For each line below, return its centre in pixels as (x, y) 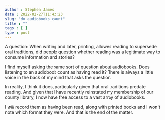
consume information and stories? (40, 57)
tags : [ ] (16, 28)
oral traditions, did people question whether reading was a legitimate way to (82, 52)
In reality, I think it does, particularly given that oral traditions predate (76, 87)
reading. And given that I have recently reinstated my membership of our (79, 92)
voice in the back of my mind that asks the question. (58, 77)
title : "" (16, 23)
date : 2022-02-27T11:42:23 (34, 14)
